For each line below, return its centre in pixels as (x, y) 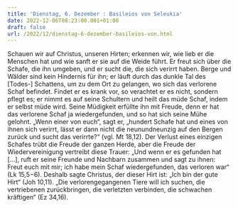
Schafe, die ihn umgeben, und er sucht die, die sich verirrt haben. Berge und (119, 69)
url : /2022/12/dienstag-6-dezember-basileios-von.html (90, 34)
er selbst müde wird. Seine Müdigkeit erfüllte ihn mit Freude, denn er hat (113, 106)
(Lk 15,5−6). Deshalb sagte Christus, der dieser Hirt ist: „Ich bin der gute (113, 175)
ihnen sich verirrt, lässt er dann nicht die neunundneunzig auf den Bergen (115, 129)
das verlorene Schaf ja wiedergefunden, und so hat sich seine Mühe (107, 114)
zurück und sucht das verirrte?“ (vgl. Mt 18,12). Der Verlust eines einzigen (115, 137)
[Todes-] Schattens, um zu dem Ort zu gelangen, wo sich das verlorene (112, 84)
